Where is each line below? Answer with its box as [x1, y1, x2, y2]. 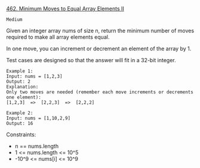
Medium [6, 17, 23, 23]
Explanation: [6, 84, 39, 90]
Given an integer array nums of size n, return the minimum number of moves [6, 27, 195, 34]
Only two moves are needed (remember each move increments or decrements [6, 89, 194, 95]
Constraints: [6, 131, 36, 138]
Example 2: [6, 110, 33, 116]
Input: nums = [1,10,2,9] [6, 115, 70, 121]
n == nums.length [14, 143, 59, 149]
